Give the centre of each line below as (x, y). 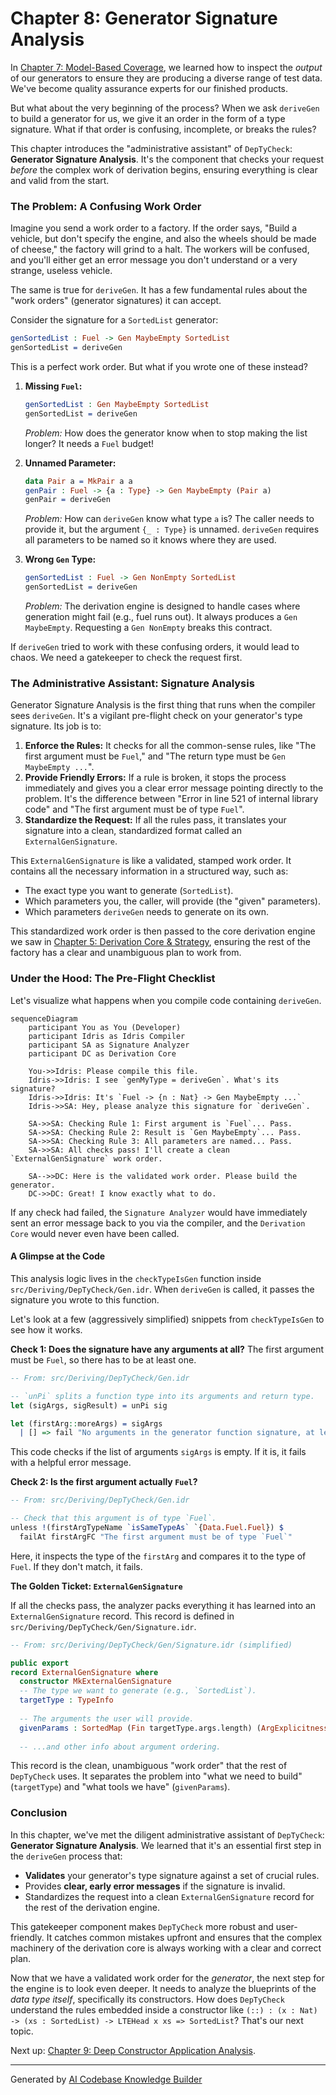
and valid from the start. (60, 180)
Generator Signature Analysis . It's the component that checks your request (167, 159)
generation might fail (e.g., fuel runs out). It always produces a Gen (161, 617)
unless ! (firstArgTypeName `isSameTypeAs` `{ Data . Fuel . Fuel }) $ (147, 1528)
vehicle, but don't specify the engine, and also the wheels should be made (163, 239)
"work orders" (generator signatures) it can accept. (116, 301)
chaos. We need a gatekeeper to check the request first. (126, 658)
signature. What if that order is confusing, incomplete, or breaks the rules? (163, 129)
